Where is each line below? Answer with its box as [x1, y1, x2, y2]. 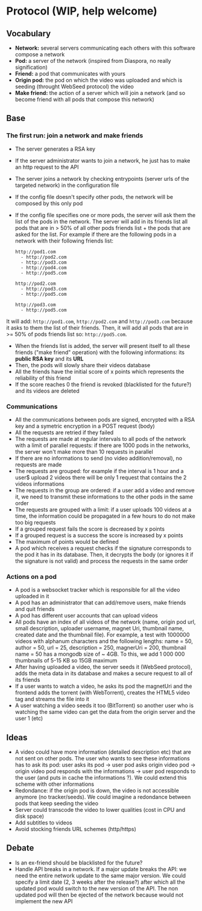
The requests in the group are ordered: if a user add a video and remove [14, 486, 195, 494]
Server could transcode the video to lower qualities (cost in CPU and [14, 806, 186, 814]
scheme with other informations [14, 780, 95, 788]
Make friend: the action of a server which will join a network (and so [14, 90, 186, 96]
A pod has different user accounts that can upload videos [14, 612, 158, 619]
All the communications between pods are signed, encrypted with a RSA [14, 416, 195, 423]
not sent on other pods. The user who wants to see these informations [14, 755, 190, 762]
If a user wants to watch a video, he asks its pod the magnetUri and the [14, 682, 192, 690]
